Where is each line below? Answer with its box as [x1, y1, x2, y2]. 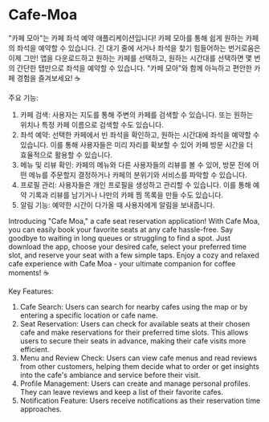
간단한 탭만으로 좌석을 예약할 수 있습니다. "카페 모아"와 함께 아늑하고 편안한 [16, 63, 253, 73]
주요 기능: [8, 92, 39, 102]
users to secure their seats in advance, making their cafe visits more [19, 335, 247, 346]
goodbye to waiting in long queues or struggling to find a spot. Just [8, 233, 231, 242]
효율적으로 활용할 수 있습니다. [19, 150, 113, 160]
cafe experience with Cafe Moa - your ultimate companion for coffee [8, 258, 236, 268]
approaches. [19, 404, 63, 414]
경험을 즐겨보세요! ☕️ [16, 73, 81, 83]
